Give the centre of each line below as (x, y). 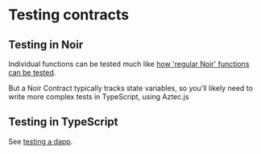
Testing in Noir (46, 45)
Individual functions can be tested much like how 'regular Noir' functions (129, 64)
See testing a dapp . (41, 141)
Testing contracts (69, 15)
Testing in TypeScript (63, 122)
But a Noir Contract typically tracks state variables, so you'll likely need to (131, 88)
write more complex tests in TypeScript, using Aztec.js (99, 97)
